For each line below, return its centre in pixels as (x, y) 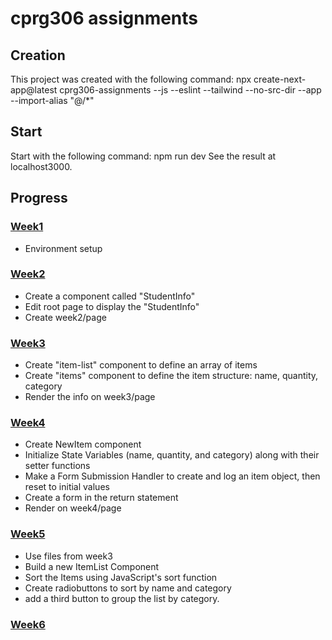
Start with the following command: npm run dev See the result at (143, 156)
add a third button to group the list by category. (122, 598)
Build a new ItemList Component (92, 566)
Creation (38, 55)
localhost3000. (41, 166)
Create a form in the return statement (101, 498)
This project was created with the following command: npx (131, 79)
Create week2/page (65, 317)
